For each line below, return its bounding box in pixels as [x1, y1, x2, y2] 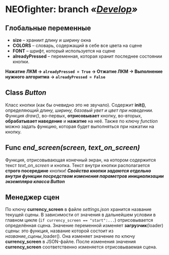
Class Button [5, 89, 46, 97]
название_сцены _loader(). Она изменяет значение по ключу [5, 233, 135, 239]
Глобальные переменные [5, 24, 91, 32]
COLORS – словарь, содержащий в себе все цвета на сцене [12, 42, 142, 49]
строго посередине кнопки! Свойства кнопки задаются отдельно [5, 167, 151, 174]
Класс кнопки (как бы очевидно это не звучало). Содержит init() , [5, 102, 146, 108]
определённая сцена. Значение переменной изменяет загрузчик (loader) [5, 223, 164, 229]
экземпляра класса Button [5, 178, 65, 184]
